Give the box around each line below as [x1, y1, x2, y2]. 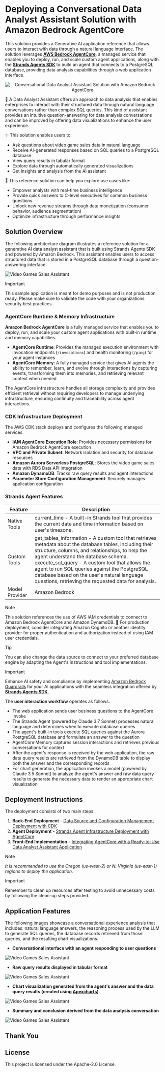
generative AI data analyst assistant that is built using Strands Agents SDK [5, 246, 156, 252]
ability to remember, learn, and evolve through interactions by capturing [12, 365, 158, 371]
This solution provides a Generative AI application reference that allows [5, 40, 150, 46]
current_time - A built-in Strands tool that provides [34, 514, 152, 521]
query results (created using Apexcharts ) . [12, 989, 100, 995]
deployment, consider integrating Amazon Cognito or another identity [5, 624, 146, 630]
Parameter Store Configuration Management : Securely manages [12, 476, 145, 482]
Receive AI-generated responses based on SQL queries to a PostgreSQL [12, 147, 160, 153]
